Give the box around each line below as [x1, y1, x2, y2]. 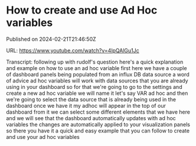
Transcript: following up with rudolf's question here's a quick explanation [6, 58, 184, 65]
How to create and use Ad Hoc [6, 4, 158, 17]
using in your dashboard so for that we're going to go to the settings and [6, 83, 182, 90]
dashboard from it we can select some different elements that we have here [6, 108, 191, 115]
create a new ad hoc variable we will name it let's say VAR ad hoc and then [6, 89, 188, 97]
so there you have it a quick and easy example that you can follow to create [6, 127, 190, 134]
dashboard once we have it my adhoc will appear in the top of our [6, 102, 166, 109]
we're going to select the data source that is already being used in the [6, 95, 176, 103]
